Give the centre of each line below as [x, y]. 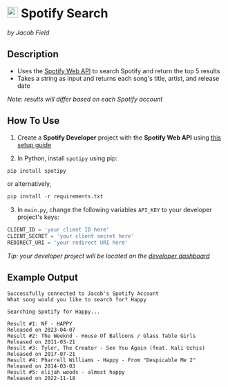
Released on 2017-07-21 [41, 354]
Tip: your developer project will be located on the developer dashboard [108, 256]
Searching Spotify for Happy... [54, 312]
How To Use [34, 121]
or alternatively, [29, 184]
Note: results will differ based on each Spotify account [85, 99]
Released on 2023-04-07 [41, 330]
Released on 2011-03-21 [41, 342]
